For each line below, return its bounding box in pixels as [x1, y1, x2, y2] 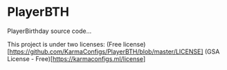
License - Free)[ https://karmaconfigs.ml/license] [7, 54, 146, 62]
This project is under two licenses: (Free [7, 40, 122, 48]
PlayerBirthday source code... [7, 27, 92, 35]
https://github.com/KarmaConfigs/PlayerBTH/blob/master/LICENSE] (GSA [9, 47, 220, 56]
